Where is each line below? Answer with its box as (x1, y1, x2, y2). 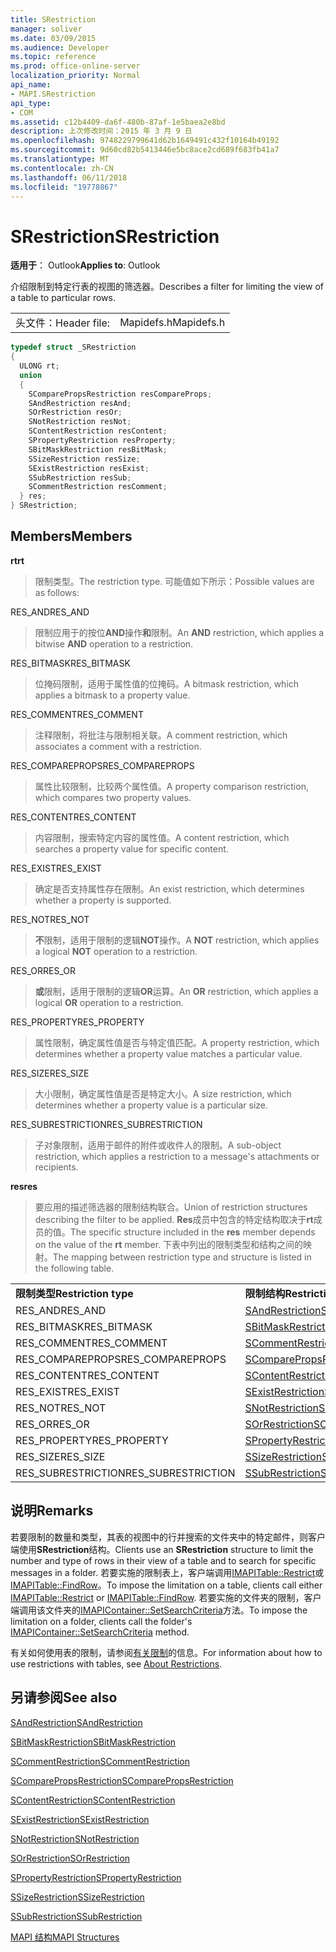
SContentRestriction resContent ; (28, 426, 168, 436)
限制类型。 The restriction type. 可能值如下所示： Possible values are (34, 575, 315, 587)
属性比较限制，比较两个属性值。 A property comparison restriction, (34, 780, 309, 792)
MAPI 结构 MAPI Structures (10, 1931, 120, 1943)
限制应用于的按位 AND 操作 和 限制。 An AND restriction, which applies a (34, 626, 325, 638)
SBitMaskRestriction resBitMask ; (28, 444, 168, 455)
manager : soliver (10, 24, 83, 34)
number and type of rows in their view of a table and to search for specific (10, 1554, 317, 1566)
